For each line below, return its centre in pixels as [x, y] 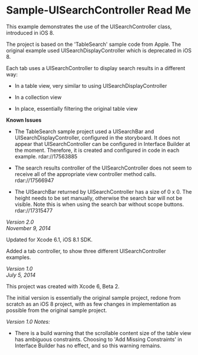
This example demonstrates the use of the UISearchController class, [89, 26]
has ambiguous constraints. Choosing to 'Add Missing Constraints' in [98, 339]
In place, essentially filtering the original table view [76, 108]
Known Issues [24, 120]
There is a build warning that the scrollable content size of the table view [103, 333]
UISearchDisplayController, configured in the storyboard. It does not [97, 137]
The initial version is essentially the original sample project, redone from [93, 297]
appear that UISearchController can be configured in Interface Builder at [102, 144]
